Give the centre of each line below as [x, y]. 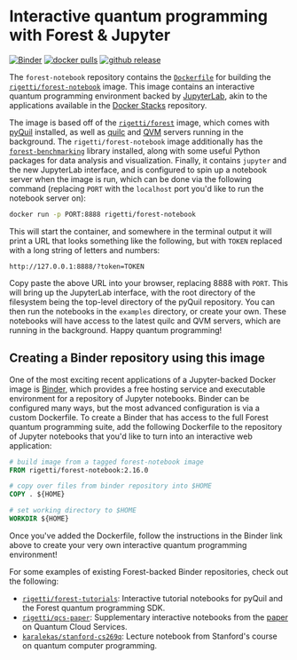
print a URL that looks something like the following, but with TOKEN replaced [146, 241]
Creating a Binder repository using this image [137, 358]
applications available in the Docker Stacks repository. [108, 105]
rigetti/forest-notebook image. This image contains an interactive [132, 86]
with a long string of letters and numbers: [85, 250]
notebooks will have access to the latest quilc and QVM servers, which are [145, 321]
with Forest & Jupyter [90, 35]
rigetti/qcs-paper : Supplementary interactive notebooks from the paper [155, 617]
